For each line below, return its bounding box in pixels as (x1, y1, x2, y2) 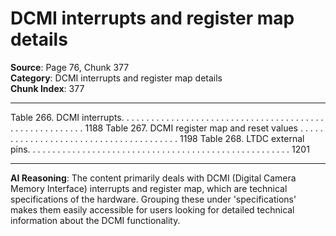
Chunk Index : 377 (10, 82, 85, 94)
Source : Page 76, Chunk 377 (10, 61, 130, 73)
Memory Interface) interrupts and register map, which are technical (10, 182, 288, 194)
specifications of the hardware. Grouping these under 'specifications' (10, 193, 297, 205)
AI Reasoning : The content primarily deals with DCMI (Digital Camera (10, 172, 297, 184)
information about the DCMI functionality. (10, 214, 181, 226)
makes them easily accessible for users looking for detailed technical (10, 203, 295, 216)
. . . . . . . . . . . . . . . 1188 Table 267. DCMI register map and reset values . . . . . (10, 122, 323, 134)
